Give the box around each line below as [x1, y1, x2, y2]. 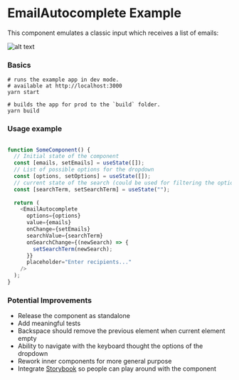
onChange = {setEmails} [26, 226, 91, 233]
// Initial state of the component [14, 153, 119, 160]
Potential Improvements [7, 295, 92, 305]
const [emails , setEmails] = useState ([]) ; [14, 159, 144, 167]
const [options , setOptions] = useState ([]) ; [14, 173, 152, 180]
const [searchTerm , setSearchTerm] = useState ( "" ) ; [14, 186, 171, 193]
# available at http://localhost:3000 [7, 83, 122, 90]
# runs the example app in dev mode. [7, 76, 119, 83]
